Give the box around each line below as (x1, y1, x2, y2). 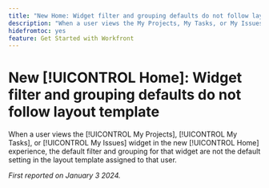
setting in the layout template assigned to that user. (8, 155, 178, 165)
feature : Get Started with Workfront (8, 34, 134, 43)
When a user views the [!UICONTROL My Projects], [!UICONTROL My (8, 129, 238, 139)
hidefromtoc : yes (8, 27, 66, 35)
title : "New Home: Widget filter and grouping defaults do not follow (8, 11, 249, 20)
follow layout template (8, 103, 160, 121)
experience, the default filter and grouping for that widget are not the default (8, 146, 261, 157)
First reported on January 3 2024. (8, 170, 121, 181)
